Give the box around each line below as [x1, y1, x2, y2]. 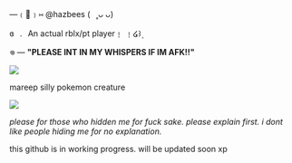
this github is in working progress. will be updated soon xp [9, 144, 229, 154]
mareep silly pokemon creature [9, 81, 126, 92]
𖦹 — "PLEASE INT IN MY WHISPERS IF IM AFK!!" [9, 47, 195, 57]
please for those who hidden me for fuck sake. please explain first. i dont [9, 117, 284, 127]
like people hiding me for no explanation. [9, 126, 162, 137]
